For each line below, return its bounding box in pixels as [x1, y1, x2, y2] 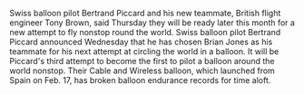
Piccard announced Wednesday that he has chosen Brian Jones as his [9, 36, 273, 47]
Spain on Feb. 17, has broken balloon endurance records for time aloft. [9, 75, 271, 85]
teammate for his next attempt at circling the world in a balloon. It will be [9, 46, 279, 57]
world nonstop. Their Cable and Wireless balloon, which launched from [9, 65, 275, 76]
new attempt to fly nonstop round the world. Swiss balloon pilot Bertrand [9, 27, 281, 37]
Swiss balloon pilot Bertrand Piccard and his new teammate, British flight [9, 8, 281, 18]
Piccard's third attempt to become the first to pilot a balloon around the [9, 56, 275, 66]
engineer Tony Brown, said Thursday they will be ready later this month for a [9, 17, 295, 28]
